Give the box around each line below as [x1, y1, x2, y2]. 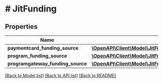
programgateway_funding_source [7, 60, 87, 67]
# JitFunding [5, 3, 57, 14]
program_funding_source [7, 53, 67, 59]
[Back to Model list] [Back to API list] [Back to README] [5, 73, 116, 78]
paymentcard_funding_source [7, 45, 79, 51]
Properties [5, 23, 38, 31]
